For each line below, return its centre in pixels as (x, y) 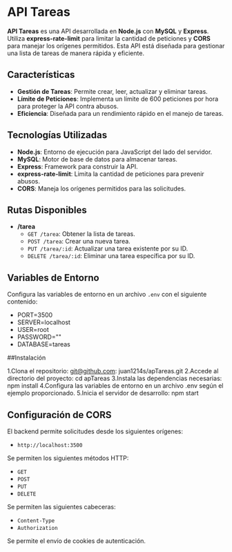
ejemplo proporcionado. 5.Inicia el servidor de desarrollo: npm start (103, 393)
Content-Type (36, 521)
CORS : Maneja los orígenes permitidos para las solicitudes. (101, 188)
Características (41, 75)
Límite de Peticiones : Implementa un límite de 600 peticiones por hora (118, 99)
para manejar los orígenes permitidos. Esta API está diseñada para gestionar (116, 46)
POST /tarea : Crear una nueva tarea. (79, 241)
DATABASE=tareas (43, 344)
